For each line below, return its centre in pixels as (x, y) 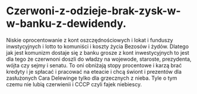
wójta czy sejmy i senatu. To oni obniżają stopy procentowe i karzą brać (94, 65)
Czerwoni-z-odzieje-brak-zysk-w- (93, 11)
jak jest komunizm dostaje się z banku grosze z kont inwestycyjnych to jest (98, 52)
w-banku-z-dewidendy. (66, 23)
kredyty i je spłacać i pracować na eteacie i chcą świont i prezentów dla (94, 71)
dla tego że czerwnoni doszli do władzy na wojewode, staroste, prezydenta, (99, 59)
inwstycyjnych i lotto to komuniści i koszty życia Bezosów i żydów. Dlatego (97, 46)
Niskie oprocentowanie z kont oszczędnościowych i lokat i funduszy (90, 40)
